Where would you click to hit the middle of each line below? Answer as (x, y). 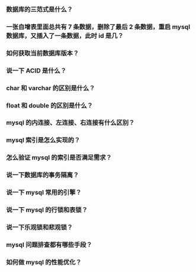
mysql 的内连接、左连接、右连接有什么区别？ (70, 123)
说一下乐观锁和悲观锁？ (39, 227)
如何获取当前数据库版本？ (43, 53)
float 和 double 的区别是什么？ (50, 105)
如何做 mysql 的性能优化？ (44, 262)
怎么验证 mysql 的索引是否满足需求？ (59, 157)
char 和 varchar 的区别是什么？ (51, 88)
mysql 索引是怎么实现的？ (43, 140)
